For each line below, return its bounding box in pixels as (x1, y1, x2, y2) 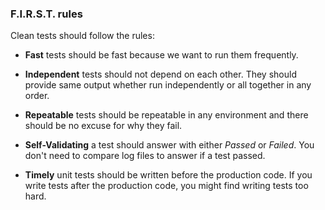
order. (24, 90, 50, 102)
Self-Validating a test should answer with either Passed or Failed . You (24, 139, 315, 151)
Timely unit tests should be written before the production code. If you (24, 169, 313, 181)
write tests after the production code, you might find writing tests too (24, 180, 309, 192)
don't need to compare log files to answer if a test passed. (24, 150, 266, 162)
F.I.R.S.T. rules (10, 7, 83, 21)
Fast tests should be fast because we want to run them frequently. (24, 49, 299, 61)
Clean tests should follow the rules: (10, 30, 155, 42)
